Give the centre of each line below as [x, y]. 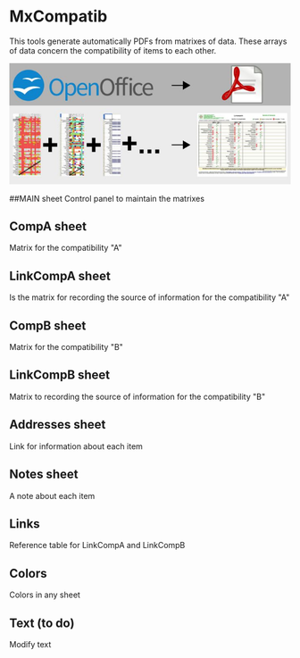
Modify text [30, 644]
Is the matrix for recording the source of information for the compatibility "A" [150, 297]
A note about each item [52, 496]
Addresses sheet [58, 425]
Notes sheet [44, 475]
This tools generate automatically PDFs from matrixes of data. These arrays [148, 41]
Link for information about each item [76, 446]
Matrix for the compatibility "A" [66, 248]
